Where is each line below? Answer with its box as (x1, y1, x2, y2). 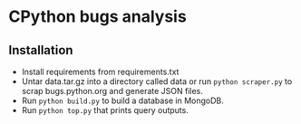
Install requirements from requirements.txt (21, 66, 180, 77)
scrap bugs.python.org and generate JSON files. (21, 86, 203, 96)
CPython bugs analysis (8, 6, 187, 27)
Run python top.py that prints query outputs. (21, 105, 189, 115)
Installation (8, 43, 73, 58)
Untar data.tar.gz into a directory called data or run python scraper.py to (21, 76, 293, 87)
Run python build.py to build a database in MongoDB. (21, 95, 224, 106)
